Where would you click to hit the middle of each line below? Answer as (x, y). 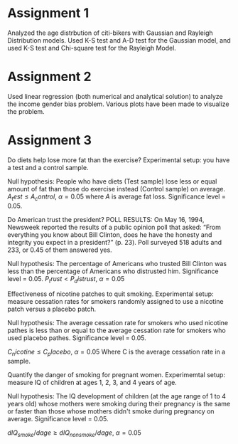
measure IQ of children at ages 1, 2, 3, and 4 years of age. (92, 383)
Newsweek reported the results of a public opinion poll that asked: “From (114, 227)
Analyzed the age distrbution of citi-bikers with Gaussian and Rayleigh (110, 33)
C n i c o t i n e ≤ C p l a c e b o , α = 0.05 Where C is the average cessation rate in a (117, 353)
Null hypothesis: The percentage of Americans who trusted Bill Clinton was (117, 263)
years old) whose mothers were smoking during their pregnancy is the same (119, 404)
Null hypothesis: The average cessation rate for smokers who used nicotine (118, 323)
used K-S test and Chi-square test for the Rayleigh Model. (92, 48)
